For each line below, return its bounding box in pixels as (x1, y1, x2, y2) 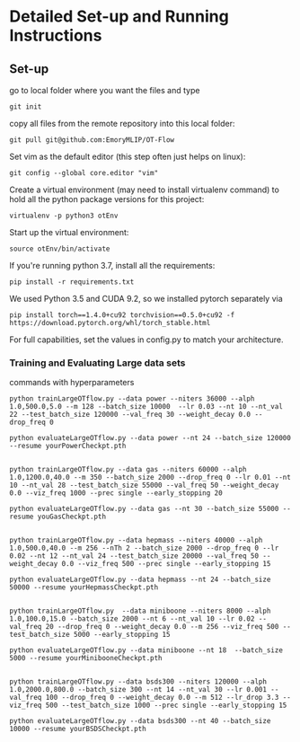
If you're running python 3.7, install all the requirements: (9, 261, 216, 270)
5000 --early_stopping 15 (73, 631, 171, 640)
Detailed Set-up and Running (9, 6, 229, 27)
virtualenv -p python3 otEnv (9, 211, 119, 220)
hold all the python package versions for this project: (9, 194, 205, 204)
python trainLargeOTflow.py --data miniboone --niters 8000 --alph (9, 606, 271, 616)
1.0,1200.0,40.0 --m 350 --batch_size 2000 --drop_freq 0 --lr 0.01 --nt (9, 473, 292, 482)
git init (9, 102, 42, 111)
